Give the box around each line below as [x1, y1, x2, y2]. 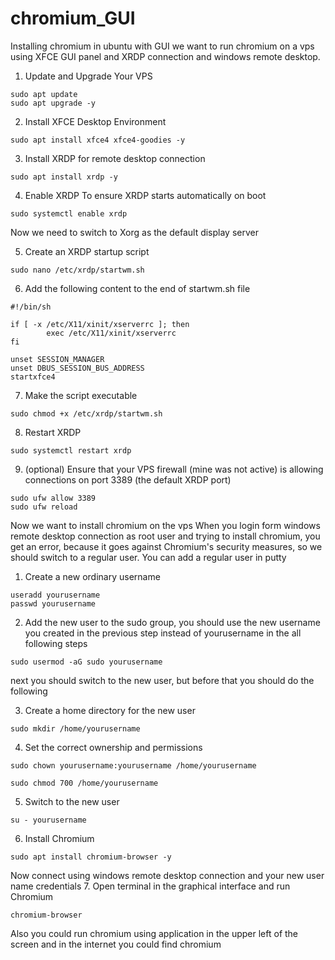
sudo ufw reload [10, 502, 78, 512]
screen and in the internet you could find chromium [10, 938, 222, 950]
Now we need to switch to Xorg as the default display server [10, 226, 259, 238]
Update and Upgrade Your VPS [24, 70, 153, 82]
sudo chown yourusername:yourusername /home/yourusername [10, 760, 257, 771]
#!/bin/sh [10, 302, 52, 312]
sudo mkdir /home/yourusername [10, 723, 141, 734]
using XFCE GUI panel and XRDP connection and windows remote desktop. [10, 50, 321, 62]
